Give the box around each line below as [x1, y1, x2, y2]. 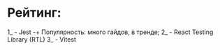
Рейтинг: [7, 5, 61, 21]
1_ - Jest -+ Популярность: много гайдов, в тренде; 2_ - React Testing [7, 28, 214, 36]
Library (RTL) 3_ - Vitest [7, 35, 77, 43]
